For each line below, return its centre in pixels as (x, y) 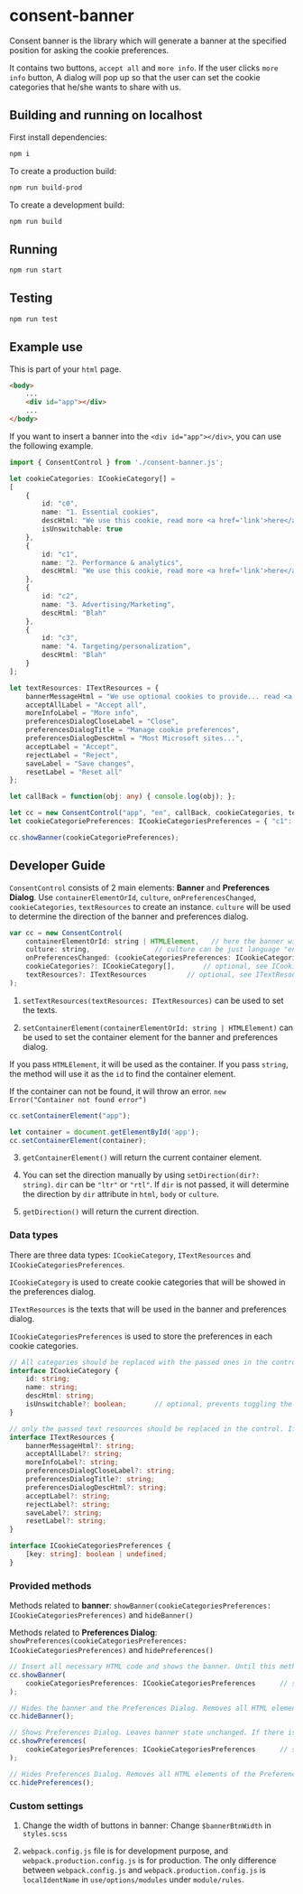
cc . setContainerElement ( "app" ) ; (70, 1116)
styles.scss (45, 1834)
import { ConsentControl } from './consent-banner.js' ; (116, 462)
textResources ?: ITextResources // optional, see (139, 975)
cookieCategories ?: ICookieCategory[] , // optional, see (147, 967)
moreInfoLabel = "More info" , (83, 713)
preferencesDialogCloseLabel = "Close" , (102, 722)
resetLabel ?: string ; (66, 1521)
